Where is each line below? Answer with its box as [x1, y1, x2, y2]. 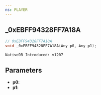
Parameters [5, 66, 42, 75]
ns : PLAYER [5, 7, 28, 12]
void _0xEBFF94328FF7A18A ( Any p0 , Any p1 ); [5, 43, 97, 49]
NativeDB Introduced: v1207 [5, 53, 64, 58]
